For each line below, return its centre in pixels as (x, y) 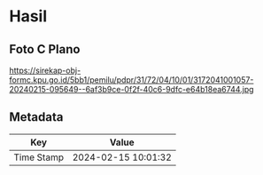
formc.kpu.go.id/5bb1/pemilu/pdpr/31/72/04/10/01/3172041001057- (131, 80)
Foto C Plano (45, 49)
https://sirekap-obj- (45, 70)
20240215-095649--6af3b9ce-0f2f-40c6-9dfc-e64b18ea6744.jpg (131, 89)
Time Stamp (39, 157)
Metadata (36, 117)
